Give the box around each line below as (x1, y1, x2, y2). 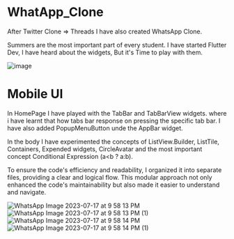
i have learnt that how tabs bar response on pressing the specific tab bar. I (7, 116, 221, 125)
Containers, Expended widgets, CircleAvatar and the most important (7, 144, 203, 153)
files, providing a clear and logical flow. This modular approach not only (7, 173, 212, 181)
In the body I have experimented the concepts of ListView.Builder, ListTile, (7, 137, 219, 146)
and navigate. (7, 187, 47, 196)
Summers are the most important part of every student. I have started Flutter (7, 40, 227, 49)
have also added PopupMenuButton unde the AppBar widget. (7, 123, 183, 132)
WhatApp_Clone (7, 4, 104, 20)
